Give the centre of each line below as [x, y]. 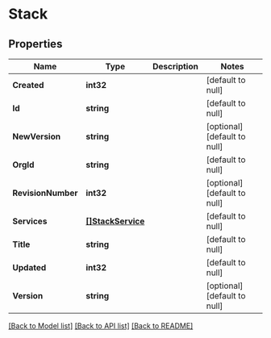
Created [28, 85]
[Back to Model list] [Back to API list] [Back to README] [101, 326]
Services [30, 221]
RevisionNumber [45, 193]
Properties [35, 44]
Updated [29, 267]
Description [176, 67]
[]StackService [115, 221]
